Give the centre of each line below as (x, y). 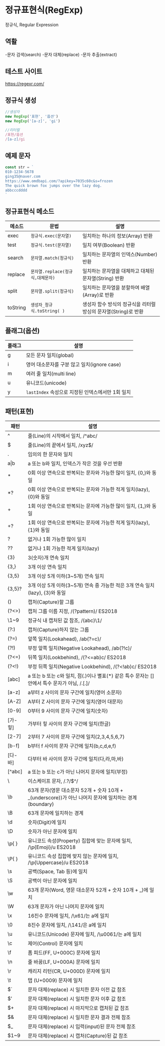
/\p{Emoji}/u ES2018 (52, 847)
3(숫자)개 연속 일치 (49, 558)
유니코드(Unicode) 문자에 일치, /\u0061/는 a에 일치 (84, 934)
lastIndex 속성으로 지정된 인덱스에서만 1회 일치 (79, 392)
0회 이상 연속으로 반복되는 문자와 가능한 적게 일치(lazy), (89, 489)
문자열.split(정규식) (53, 291)
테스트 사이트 (24, 72)
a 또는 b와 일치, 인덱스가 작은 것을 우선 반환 (75, 463)
